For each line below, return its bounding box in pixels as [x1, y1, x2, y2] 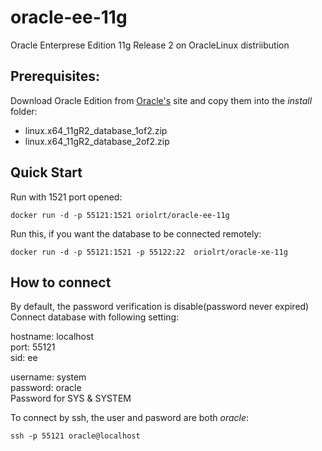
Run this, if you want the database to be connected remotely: [10, 227, 262, 240]
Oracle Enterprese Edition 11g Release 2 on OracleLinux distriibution [10, 39, 290, 51]
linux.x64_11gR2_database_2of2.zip [24, 135, 170, 147]
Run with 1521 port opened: [10, 191, 123, 203]
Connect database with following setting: [10, 311, 180, 323]
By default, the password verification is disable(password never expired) [10, 301, 310, 313]
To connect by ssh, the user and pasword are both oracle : [10, 412, 250, 424]
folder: [10, 105, 38, 117]
